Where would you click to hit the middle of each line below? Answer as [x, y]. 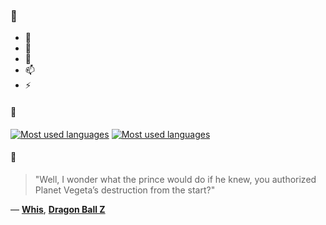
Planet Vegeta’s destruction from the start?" [125, 190]
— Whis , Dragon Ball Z [58, 209]
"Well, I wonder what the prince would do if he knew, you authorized [175, 179]
